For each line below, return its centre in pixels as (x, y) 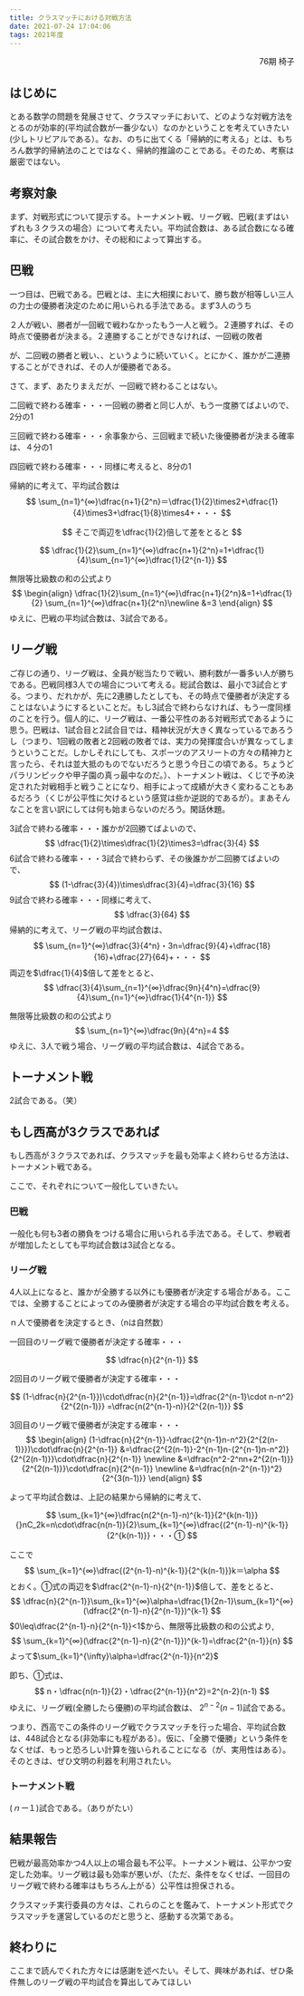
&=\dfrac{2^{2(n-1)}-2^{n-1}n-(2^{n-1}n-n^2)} (204, 1449)
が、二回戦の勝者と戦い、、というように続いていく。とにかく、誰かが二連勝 (150, 355)
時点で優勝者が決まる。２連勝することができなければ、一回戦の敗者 (136, 335)
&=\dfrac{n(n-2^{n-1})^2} (236, 1468)
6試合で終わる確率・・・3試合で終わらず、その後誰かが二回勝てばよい (141, 858)
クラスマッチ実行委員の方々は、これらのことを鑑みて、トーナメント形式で (148, 1904)
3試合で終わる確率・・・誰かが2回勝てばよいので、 (105, 828)
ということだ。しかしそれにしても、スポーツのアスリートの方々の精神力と (155, 752)
